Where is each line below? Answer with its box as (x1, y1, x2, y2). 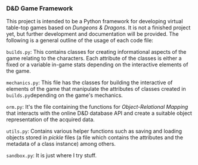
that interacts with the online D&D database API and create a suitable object (6, 109, 193, 117)
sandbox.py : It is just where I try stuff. (6, 152, 97, 159)
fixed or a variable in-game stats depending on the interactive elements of (6, 61, 188, 68)
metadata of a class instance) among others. (6, 140, 116, 148)
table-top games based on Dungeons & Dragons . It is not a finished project (6, 24, 191, 31)
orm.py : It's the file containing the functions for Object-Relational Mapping (6, 103, 188, 111)
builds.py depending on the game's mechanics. (6, 91, 123, 99)
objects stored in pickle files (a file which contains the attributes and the (6, 134, 184, 141)
